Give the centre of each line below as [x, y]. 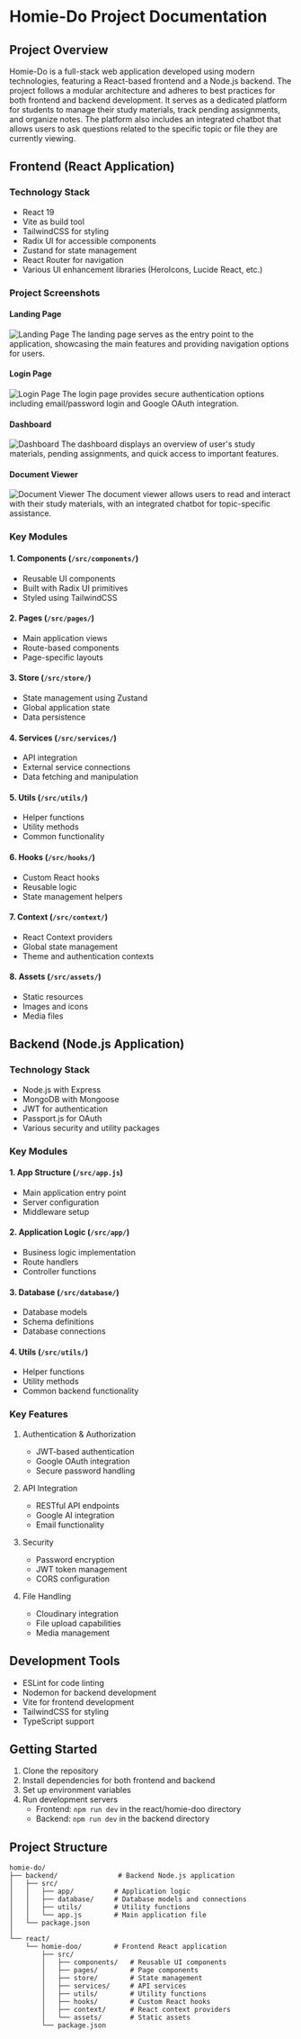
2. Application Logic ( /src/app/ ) [70, 1232]
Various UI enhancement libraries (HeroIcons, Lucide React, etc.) [142, 269]
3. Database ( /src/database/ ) [64, 1292]
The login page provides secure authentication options [163, 394]
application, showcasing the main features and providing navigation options [149, 343]
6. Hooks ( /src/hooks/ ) [53, 856]
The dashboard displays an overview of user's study [159, 444]
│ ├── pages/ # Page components [120, 1971]
